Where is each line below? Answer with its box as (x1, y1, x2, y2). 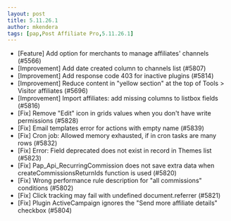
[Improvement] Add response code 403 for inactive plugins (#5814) (17, 72, 214, 80)
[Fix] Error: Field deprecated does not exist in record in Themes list (17, 146, 212, 155)
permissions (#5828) (17, 117, 79, 125)
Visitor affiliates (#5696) (17, 87, 88, 95)
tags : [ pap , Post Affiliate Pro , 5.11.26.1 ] (7, 30, 134, 37)
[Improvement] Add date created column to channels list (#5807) (17, 64, 206, 72)
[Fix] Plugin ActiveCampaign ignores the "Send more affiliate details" (17, 198, 218, 208)
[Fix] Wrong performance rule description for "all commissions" (17, 177, 202, 185)
